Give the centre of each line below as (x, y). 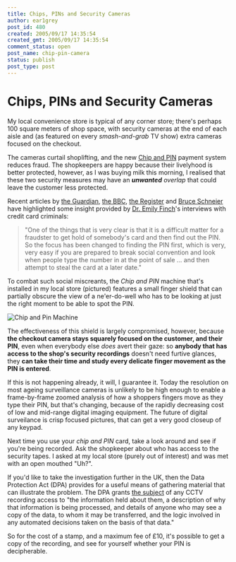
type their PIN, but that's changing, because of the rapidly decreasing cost (116, 404)
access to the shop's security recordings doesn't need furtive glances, (112, 353)
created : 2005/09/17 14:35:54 (52, 34)
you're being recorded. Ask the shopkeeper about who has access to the (113, 448)
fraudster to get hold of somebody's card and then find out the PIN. (122, 237)
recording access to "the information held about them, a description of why (117, 500)
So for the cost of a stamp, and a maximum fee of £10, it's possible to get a (116, 536)
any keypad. (25, 427)
